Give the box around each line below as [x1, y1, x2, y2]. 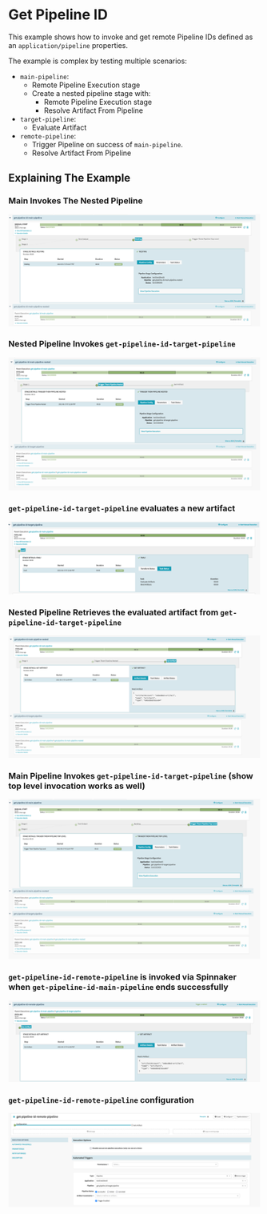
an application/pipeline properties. [8, 40, 128, 50]
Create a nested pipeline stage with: [31, 88, 151, 98]
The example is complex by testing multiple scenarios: [8, 56, 188, 66]
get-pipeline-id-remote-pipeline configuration [8, 1094, 194, 1105]
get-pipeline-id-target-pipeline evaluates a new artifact [8, 503, 236, 514]
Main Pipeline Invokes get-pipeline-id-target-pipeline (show [8, 770, 253, 781]
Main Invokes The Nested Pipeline [8, 195, 143, 206]
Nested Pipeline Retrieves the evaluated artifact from [8, 607, 219, 618]
